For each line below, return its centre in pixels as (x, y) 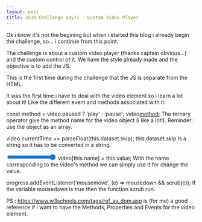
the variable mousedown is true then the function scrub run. (81, 189)
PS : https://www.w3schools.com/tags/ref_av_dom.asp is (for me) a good (97, 201)
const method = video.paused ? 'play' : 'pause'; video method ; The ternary (99, 114)
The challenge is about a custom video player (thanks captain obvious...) (96, 53)
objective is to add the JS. (39, 66)
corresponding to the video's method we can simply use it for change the (97, 165)
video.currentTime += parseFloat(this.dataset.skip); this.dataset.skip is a (96, 138)
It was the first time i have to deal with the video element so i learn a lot (95, 96)
